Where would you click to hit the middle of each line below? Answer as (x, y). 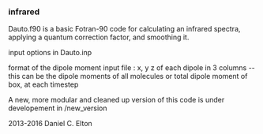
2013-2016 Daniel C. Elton (50, 124)
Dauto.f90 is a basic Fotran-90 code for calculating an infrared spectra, (124, 29)
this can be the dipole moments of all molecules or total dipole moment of (128, 76)
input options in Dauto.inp (50, 53)
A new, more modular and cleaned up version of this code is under (116, 100)
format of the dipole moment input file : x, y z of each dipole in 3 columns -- (131, 68)
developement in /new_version (58, 108)
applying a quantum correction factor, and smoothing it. (99, 37)
